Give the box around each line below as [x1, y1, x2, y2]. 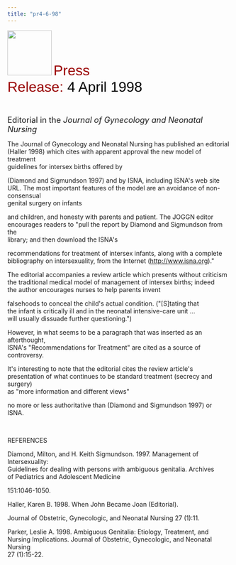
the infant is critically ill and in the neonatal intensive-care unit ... [7, 306, 196, 315]
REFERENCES [7, 436, 47, 444]
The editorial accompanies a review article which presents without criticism [7, 270, 228, 279]
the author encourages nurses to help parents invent [7, 285, 161, 294]
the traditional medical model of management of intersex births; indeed [7, 278, 215, 286]
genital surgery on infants [7, 198, 83, 207]
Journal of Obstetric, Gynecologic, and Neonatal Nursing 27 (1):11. [7, 513, 200, 522]
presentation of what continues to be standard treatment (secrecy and [7, 372, 213, 380]
